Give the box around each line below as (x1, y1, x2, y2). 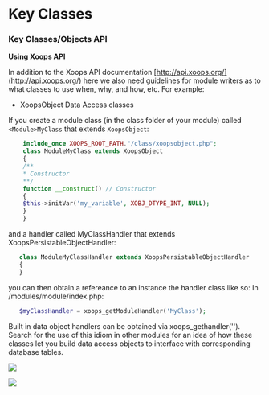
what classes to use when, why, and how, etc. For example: (8, 84, 205, 94)
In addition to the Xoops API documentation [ (8, 68, 157, 77)
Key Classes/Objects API (8, 34, 108, 45)
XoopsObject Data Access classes (19, 100, 134, 109)
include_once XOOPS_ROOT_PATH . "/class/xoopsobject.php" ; (22, 140, 218, 148)
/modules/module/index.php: (8, 291, 104, 301)
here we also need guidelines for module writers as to (83, 76, 261, 85)
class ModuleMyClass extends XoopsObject (22, 147, 163, 155)
